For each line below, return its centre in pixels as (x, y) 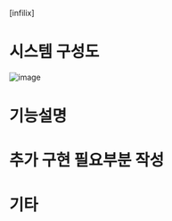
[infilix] (22, 13)
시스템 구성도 (54, 52)
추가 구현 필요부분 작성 (87, 161)
